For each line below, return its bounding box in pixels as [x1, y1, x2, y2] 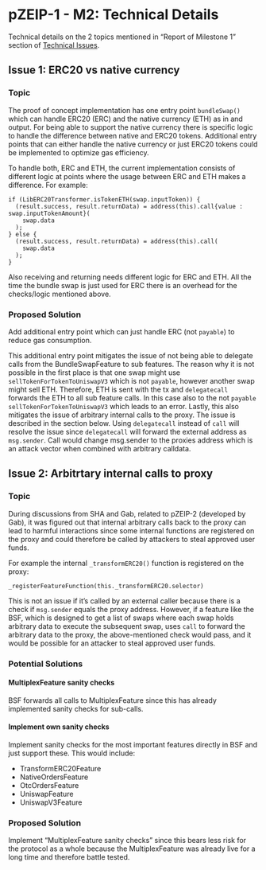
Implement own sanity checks [8, 722, 110, 732]
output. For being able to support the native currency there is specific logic [8, 122, 253, 132]
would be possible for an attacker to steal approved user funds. [8, 638, 216, 648]
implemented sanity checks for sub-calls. [8, 704, 144, 713]
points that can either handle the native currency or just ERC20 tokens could [8, 139, 258, 149]
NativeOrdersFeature [19, 772, 89, 782]
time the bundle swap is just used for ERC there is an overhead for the [8, 280, 237, 290]
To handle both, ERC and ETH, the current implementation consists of [8, 163, 236, 173]
